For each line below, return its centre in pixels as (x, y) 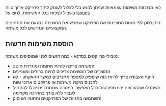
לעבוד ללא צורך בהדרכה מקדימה (44, 93)
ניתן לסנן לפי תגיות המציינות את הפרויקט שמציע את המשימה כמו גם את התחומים (83, 23)
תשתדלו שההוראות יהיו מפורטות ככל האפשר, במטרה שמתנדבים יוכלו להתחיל (87, 87)
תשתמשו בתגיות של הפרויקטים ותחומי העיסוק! (57, 98)
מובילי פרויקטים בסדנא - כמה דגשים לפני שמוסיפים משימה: (62, 56)
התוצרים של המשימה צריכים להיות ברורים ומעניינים (61, 71)
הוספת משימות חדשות (39, 44)
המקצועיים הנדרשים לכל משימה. (36, 28)
